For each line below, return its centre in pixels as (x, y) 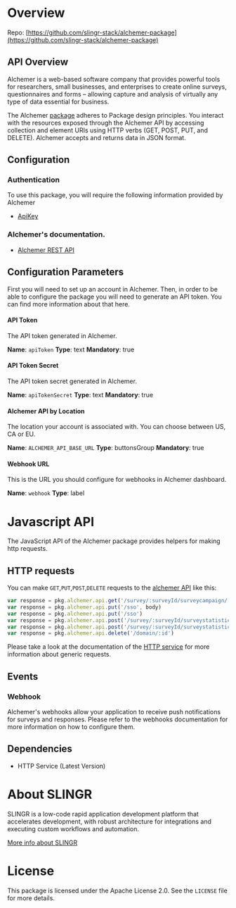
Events (23, 677)
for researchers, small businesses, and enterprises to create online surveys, (117, 87)
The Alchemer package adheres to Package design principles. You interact (116, 115)
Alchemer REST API (46, 250)
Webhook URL (28, 464)
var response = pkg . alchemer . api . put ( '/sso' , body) (84, 607)
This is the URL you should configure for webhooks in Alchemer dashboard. (117, 480)
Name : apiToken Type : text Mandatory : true (71, 349)
